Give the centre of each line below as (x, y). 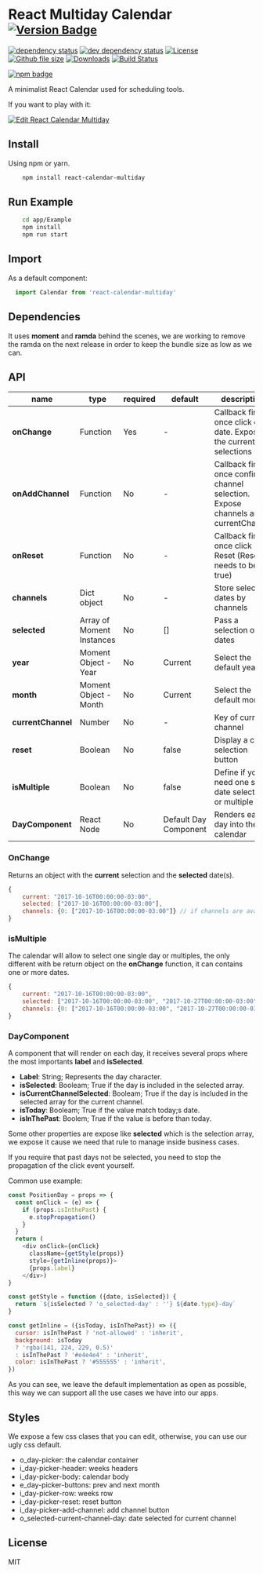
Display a (231, 740)
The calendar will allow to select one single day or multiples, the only (119, 956)
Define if (230, 772)
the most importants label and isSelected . (76, 1062)
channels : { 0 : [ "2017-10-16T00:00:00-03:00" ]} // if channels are (133, 911)
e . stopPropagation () (62, 1217)
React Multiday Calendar (90, 15)
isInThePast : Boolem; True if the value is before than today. (115, 1119)
